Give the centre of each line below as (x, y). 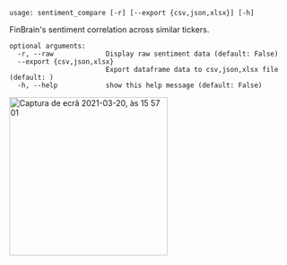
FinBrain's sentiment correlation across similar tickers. (109, 30)
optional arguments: (48, 46)
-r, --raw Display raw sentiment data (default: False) (148, 54)
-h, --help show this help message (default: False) (140, 85)
